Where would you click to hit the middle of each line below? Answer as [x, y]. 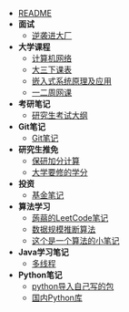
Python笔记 [40, 275]
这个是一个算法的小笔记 [75, 240]
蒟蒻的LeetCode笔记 [70, 218]
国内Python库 [57, 297]
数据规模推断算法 [64, 229]
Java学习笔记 [44, 252]
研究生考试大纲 [60, 115]
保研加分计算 [55, 161]
